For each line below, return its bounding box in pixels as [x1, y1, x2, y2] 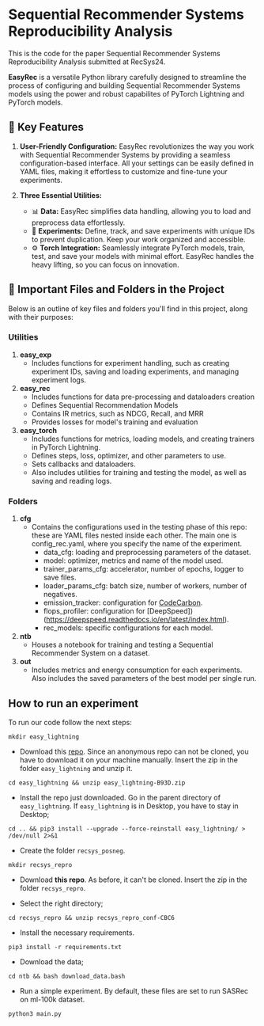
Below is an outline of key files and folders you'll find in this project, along [8, 303, 248, 313]
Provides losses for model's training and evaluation [31, 417, 198, 427]
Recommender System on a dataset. [31, 648, 150, 658]
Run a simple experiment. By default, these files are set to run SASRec [19, 986, 249, 995]
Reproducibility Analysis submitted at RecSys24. [8, 57, 166, 66]
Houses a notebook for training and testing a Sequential [31, 640, 213, 650]
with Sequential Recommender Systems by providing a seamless [19, 150, 231, 159]
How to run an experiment [8, 697, 139, 710]
